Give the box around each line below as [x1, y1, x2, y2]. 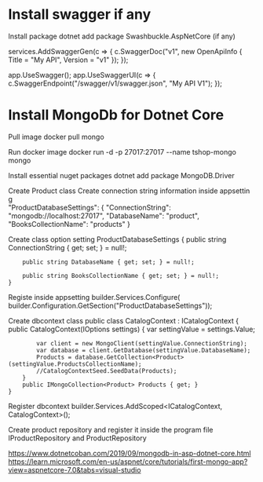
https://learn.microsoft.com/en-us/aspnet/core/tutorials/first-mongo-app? [8, 457, 248, 466]
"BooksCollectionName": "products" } [8, 219, 131, 228]
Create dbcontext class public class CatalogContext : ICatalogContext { [8, 316, 239, 325]
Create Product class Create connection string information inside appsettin [8, 186, 250, 195]
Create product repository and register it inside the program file [8, 425, 214, 434]
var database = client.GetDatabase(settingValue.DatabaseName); [36, 346, 251, 354]
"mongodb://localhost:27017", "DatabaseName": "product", [8, 210, 200, 221]
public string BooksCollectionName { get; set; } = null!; [22, 272, 220, 279]
